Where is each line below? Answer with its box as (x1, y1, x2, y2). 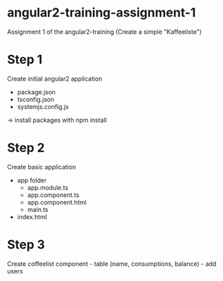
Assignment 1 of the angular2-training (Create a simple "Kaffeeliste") (7, 28, 202, 36)
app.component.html (27, 198, 87, 206)
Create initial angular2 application (7, 74, 103, 83)
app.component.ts (27, 191, 80, 199)
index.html (17, 212, 47, 221)
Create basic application (7, 163, 76, 171)
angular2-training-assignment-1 (7, 5, 196, 21)
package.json (17, 87, 56, 96)
